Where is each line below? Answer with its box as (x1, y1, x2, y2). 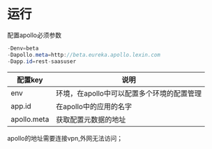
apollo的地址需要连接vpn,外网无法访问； (7, 134, 123, 142)
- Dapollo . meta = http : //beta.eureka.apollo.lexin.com (7, 51, 160, 58)
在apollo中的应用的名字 (55, 101, 132, 111)
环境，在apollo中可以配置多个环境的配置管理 (55, 88, 202, 98)
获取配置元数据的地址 (55, 115, 126, 125)
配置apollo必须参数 (7, 31, 62, 39)
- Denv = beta (7, 45, 39, 52)
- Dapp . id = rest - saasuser (7, 57, 77, 65)
